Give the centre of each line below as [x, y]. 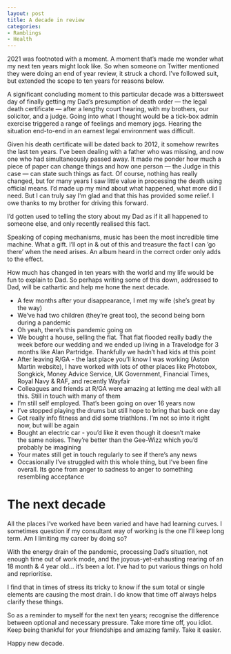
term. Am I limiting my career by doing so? [67, 539]
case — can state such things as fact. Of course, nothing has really [102, 174]
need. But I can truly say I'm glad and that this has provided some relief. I [111, 196]
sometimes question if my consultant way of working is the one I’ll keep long [116, 531]
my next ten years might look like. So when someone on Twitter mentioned [113, 66]
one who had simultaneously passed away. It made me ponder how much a [114, 159]
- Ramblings [24, 33]
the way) [30, 308]
